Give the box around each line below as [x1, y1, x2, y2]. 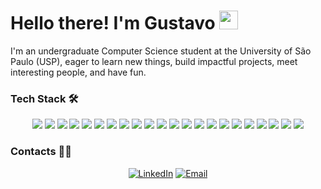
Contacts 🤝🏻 [10, 145, 72, 159]
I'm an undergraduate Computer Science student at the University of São [10, 45, 312, 57]
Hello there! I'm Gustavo [10, 12, 216, 35]
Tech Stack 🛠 [10, 91, 79, 105]
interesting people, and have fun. [10, 66, 147, 78]
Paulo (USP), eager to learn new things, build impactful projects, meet [10, 55, 298, 67]
